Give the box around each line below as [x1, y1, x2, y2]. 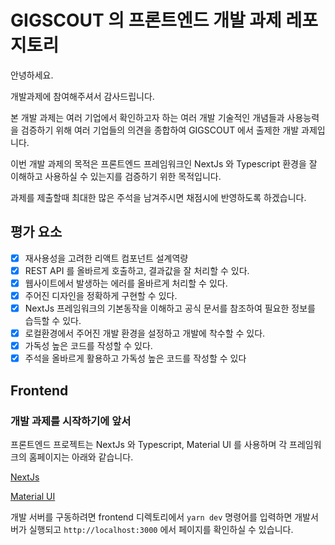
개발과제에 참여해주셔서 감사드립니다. [10, 90, 155, 102]
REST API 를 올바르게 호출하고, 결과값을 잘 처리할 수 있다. [24, 264, 250, 276]
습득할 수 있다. [24, 315, 82, 327]
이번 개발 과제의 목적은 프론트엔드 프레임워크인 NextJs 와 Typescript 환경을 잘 [10, 157, 318, 170]
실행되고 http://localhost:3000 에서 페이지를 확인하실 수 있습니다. [28, 523, 294, 535]
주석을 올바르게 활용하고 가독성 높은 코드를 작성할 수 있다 [24, 352, 247, 365]
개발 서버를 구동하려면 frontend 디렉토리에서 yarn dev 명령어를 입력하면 [10, 511, 293, 523]
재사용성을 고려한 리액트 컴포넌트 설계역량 [24, 252, 189, 264]
